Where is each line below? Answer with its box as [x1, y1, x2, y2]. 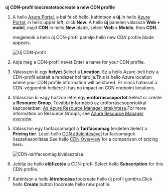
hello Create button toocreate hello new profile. [12, 181, 111, 187]
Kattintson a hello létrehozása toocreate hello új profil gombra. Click [12, 176, 152, 182]
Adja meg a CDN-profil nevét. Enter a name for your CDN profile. [12, 59, 145, 65]
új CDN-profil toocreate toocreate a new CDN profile [5, 5, 115, 10]
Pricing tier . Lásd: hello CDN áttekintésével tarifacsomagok [12, 131, 135, 137]
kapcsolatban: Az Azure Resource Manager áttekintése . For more [12, 105, 146, 111]
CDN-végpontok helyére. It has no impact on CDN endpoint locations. [12, 85, 155, 91]
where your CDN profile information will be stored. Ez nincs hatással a [12, 80, 157, 85]
